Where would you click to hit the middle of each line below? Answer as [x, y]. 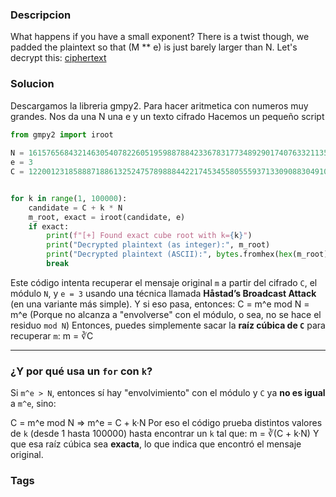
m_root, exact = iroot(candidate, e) [107, 217]
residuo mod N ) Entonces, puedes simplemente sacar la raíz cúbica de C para [168, 325]
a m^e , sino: [33, 404]
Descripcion [41, 15]
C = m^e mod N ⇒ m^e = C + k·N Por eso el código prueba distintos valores [166, 423]
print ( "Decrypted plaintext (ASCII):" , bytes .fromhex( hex [169, 254]
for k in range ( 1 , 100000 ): [69, 198]
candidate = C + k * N [75, 208]
